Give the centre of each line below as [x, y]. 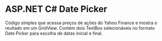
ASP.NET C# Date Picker [56, 9]
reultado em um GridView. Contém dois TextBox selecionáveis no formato [80, 28]
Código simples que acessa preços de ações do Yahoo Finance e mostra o [81, 23]
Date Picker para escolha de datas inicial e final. [54, 33]
